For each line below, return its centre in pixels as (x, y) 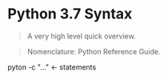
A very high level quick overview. (82, 36)
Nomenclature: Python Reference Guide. (94, 51)
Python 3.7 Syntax (70, 14)
